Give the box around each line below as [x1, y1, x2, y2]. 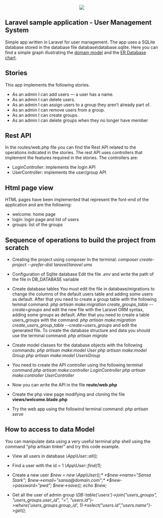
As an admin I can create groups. [12, 112, 79, 118]
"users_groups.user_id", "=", [12, 497, 69, 503]
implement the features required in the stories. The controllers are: [5, 155, 139, 161]
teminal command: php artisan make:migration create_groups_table [12, 301, 148, 308]
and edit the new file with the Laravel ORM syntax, [43, 307, 144, 313]
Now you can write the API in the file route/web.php [12, 382, 118, 388]
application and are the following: [5, 202, 72, 208]
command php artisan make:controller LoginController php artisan [12, 367, 146, 373]
